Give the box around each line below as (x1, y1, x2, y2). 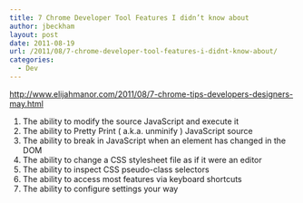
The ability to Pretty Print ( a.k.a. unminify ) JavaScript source (22, 125, 253, 136)
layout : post (9, 30, 59, 39)
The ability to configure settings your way (22, 183, 179, 194)
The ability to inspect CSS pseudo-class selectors (22, 164, 210, 175)
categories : (9, 55, 54, 64)
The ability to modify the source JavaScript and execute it (22, 115, 239, 127)
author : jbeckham (9, 22, 75, 31)
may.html (9, 98, 44, 109)
